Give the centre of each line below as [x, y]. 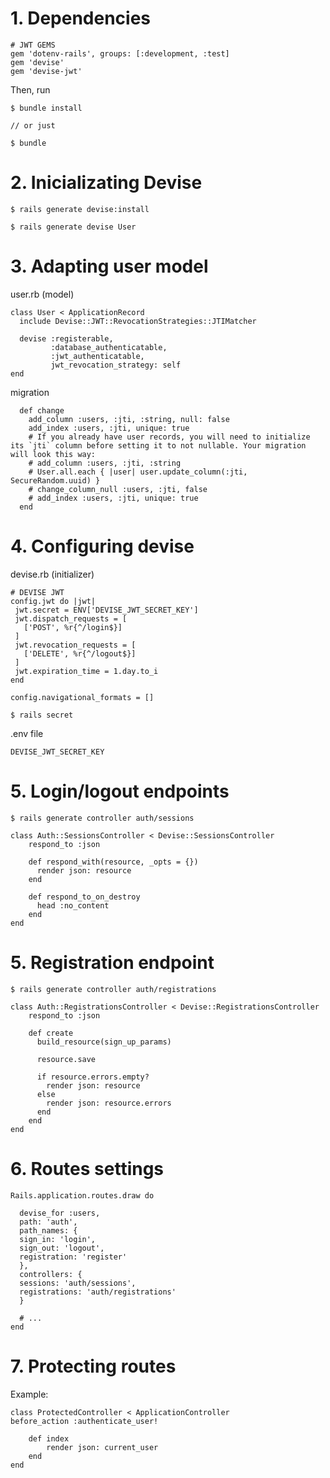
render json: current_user [102, 1447]
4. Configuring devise [102, 546]
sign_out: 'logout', [62, 1248]
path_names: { [48, 1230]
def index [49, 1438]
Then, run [30, 89]
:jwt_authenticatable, [97, 356]
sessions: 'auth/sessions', [78, 1283]
